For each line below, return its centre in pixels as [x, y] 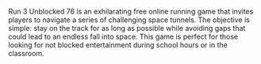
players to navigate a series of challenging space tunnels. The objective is [129, 20]
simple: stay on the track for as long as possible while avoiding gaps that [127, 28]
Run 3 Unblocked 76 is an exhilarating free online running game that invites [131, 11]
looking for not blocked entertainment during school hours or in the [118, 45]
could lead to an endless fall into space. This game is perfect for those [123, 36]
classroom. [27, 53]
